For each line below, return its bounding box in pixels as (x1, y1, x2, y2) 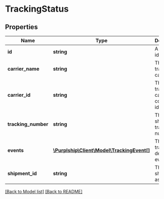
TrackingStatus (5, 3, 69, 15)
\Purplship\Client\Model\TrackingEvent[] (53, 147, 150, 154)
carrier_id (7, 91, 31, 98)
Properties (5, 23, 38, 31)
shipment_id (7, 170, 37, 177)
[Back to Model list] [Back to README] (5, 189, 83, 194)
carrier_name (7, 66, 40, 72)
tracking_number (7, 121, 49, 127)
